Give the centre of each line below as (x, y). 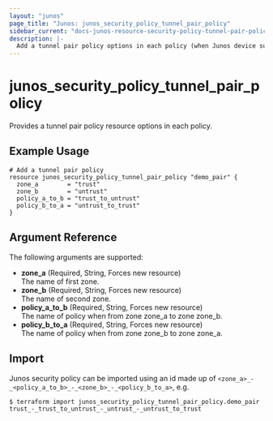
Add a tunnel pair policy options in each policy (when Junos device (136, 46)
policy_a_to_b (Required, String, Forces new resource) (112, 307)
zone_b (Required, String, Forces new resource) (101, 290)
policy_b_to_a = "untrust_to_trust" (78, 205)
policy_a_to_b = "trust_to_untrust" (78, 198)
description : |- (36, 39)
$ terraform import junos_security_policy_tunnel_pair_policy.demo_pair (134, 402)
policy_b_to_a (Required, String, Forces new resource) (112, 324)
